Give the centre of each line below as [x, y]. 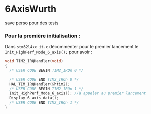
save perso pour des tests [32, 23]
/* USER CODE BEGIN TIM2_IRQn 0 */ [46, 70]
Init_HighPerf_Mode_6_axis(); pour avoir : [49, 52]
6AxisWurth [30, 9]
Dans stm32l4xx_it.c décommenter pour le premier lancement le [72, 47]
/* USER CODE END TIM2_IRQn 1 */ [44, 103]
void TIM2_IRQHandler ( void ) [34, 61]
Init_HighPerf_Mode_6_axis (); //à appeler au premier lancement [78, 93]
